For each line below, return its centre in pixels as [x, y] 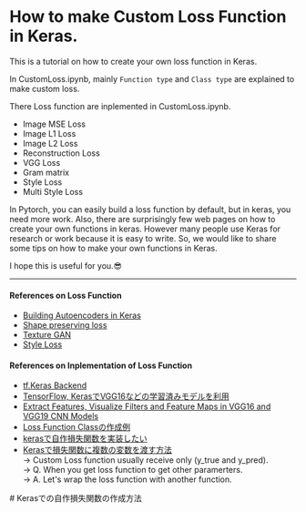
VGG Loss [41, 162]
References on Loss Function [66, 295]
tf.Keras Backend [55, 385]
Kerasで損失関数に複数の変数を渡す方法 [97, 450]
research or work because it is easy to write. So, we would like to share [143, 238]
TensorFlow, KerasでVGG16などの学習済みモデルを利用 [126, 396]
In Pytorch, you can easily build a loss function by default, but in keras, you [150, 209]
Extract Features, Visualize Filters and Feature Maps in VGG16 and [147, 406]
